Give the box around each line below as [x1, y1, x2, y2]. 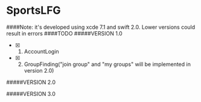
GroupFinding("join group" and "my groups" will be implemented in [24, 61, 191, 68]
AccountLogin [24, 47, 59, 55]
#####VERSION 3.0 [6, 90, 56, 97]
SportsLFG [6, 4, 62, 17]
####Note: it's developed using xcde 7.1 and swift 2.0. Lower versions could [6, 23, 196, 31]
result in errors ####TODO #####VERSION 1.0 [6, 29, 123, 37]
